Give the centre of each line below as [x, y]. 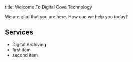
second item [25, 55]
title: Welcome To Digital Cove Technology [49, 7]
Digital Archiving [29, 44]
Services [19, 32]
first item [21, 50]
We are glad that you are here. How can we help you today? [67, 17]
